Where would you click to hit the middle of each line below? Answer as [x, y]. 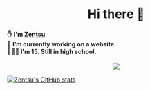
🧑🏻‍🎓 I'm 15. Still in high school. [52, 51]
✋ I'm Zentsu [26, 34]
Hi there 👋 [116, 14]
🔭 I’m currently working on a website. [62, 44]
